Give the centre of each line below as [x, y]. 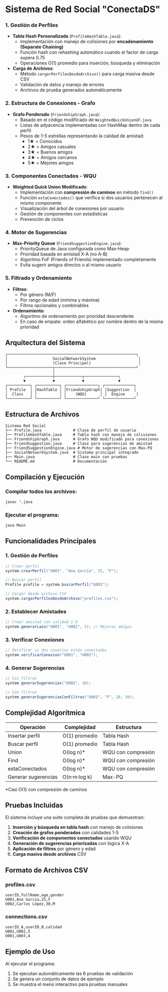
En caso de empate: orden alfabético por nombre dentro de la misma [92, 321]
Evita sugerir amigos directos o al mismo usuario [71, 265]
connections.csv [26, 917]
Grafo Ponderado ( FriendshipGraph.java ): [56, 114]
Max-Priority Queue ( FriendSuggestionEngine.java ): [67, 243]
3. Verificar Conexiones [35, 640]
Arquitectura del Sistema [45, 343]
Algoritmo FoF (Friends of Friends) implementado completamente [88, 260]
